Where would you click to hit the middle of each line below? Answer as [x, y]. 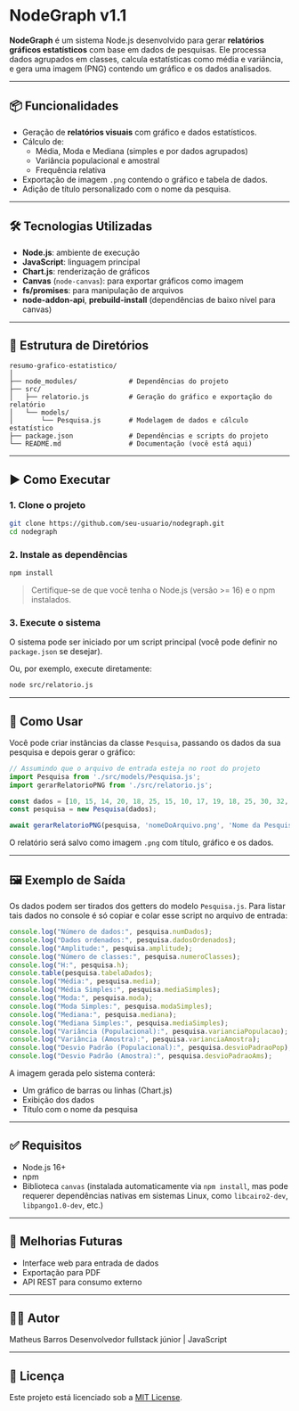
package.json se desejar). [56, 652]
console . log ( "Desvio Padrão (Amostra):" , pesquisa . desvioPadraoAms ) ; [141, 1056]
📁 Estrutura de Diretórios [79, 345]
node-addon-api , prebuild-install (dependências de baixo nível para [149, 299]
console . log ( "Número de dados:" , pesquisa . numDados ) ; [111, 932]
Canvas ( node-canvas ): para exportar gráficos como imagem [133, 281]
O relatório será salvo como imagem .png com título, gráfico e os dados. [141, 842]
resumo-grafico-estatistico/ [63, 366]
